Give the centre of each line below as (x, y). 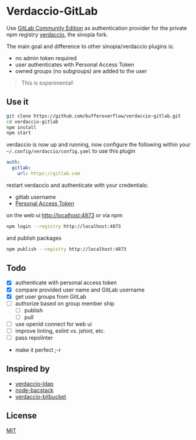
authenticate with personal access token (66, 283)
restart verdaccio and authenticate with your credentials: (77, 185)
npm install (21, 127)
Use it (17, 102)
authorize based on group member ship (65, 303)
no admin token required (46, 58)
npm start (19, 133)
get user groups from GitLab (51, 296)
